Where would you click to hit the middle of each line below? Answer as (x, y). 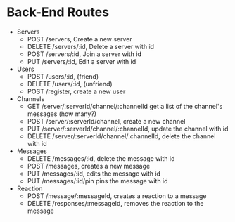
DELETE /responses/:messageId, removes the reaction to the (116, 203)
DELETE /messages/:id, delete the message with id (101, 158)
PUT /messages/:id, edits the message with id (94, 174)
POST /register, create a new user (76, 91)
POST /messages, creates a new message (89, 166)
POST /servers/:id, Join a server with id (84, 54)
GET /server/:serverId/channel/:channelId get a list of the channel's (125, 106)
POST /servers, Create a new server (80, 39)
